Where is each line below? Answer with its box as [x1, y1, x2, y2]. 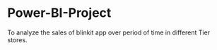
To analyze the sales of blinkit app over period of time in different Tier [7, 28, 211, 37]
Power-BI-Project [7, 5, 112, 21]
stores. [7, 35, 28, 44]
